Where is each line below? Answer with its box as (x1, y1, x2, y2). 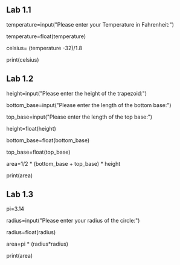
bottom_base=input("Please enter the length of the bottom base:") (6, 101, 172, 108)
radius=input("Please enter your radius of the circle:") (6, 217, 140, 224)
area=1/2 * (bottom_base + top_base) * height (6, 160, 121, 167)
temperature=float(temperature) (6, 33, 86, 40)
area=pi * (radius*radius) (6, 240, 68, 247)
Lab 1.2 (6, 74, 34, 84)
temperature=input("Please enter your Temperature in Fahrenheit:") (6, 21, 174, 28)
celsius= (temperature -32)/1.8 (6, 44, 83, 51)
